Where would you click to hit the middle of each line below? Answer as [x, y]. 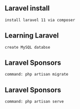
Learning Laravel [32, 36]
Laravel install [27, 8]
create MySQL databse [28, 47]
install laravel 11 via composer [40, 20]
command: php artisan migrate [37, 75]
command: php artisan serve [34, 102]
